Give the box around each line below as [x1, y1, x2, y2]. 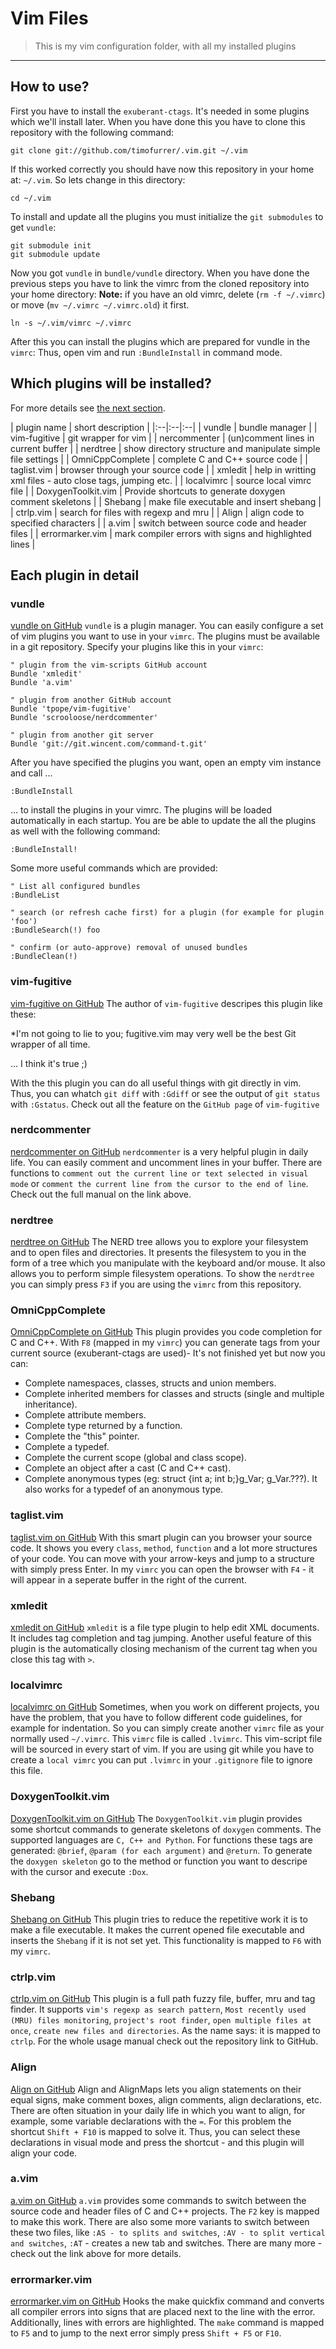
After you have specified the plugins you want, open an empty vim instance [10, 757, 322, 769]
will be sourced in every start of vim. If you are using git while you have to [10, 1743, 315, 1756]
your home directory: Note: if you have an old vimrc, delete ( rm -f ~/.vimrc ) [10, 288, 326, 300]
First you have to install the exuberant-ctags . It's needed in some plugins [10, 105, 310, 117]
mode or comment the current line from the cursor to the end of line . [10, 1177, 309, 1189]
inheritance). [24, 1398, 78, 1411]
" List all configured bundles [10, 882, 141, 892]
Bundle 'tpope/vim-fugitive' [10, 704, 132, 714]
